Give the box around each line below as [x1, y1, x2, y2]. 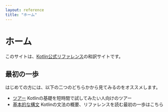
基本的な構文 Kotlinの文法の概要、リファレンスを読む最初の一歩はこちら [12, 101, 164, 107]
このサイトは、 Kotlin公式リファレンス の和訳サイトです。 [5, 53, 123, 60]
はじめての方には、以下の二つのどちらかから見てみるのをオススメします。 [5, 85, 161, 91]
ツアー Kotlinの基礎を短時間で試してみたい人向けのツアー [12, 95, 132, 101]
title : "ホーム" [5, 12, 37, 17]
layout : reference [5, 7, 44, 13]
